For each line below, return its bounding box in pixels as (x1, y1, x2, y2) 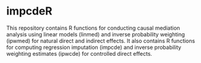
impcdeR (6, 4, 53, 18)
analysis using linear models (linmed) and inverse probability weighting (6, 30, 185, 38)
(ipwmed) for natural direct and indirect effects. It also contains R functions (6, 37, 196, 44)
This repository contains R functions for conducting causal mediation (6, 24, 180, 31)
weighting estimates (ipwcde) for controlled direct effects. (6, 50, 153, 57)
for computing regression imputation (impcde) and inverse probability (6, 44, 181, 51)
